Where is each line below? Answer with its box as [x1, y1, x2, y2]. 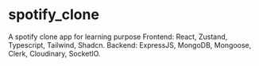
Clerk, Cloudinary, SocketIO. [8, 49, 101, 58]
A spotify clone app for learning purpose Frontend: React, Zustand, [8, 32, 228, 41]
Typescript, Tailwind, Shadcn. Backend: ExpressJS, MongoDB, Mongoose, [8, 40, 252, 49]
